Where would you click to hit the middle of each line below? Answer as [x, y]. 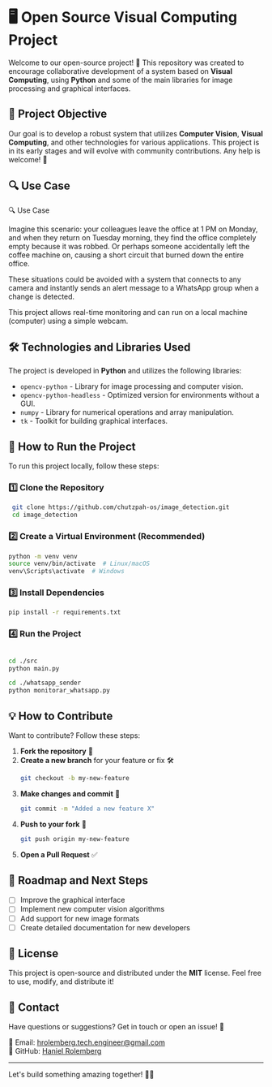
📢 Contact [34, 1007]
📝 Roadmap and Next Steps [78, 880]
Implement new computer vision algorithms [92, 909]
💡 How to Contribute [61, 716]
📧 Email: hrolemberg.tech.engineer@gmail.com [87, 1042]
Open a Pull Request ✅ [59, 854]
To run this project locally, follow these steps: [84, 466]
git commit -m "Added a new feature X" [87, 809]
